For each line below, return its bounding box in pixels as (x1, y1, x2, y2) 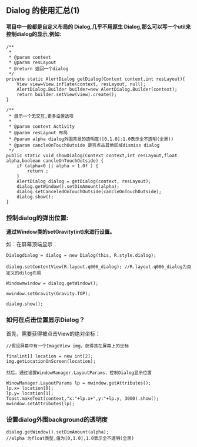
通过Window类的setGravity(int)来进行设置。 (6, 228, 115, 235)
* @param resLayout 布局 (8, 130, 68, 135)
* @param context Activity (8, 123, 75, 130)
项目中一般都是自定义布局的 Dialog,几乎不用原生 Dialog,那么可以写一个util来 (6, 23, 191, 30)
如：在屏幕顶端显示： (6, 240, 58, 247)
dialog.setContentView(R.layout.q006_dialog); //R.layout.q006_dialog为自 (6, 264, 192, 270)
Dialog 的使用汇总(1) (6, 5, 80, 16)
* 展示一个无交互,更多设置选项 (8, 113, 74, 119)
